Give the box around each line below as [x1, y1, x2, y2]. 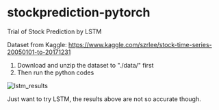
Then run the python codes [16, 68, 94, 77]
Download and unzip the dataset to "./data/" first [16, 61, 154, 69]
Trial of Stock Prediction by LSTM [7, 27, 102, 36]
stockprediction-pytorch [7, 5, 151, 20]
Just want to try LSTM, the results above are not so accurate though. [7, 94, 202, 103]
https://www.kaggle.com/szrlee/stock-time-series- [68, 40, 212, 49]
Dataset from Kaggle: [7, 40, 67, 49]
